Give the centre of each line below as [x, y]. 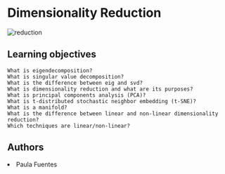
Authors [26, 148]
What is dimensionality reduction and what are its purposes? [100, 89]
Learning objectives [52, 54]
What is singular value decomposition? [66, 76]
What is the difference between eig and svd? [75, 83]
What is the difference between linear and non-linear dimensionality [113, 114]
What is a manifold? [38, 107]
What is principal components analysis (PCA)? [77, 95]
